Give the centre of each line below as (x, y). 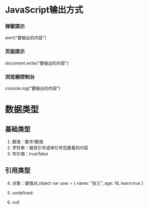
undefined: (23, 193)
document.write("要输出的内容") (37, 63)
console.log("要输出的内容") (33, 88)
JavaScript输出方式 (44, 10)
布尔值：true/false (30, 154)
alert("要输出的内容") (26, 38)
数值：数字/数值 (27, 142)
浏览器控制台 (20, 77)
